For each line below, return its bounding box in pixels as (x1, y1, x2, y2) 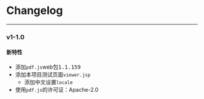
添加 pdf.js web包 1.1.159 (15, 63, 81, 70)
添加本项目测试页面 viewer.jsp (15, 71, 91, 78)
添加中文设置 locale (24, 78, 73, 86)
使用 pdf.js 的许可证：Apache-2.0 (15, 86, 99, 94)
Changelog (6, 4, 63, 18)
